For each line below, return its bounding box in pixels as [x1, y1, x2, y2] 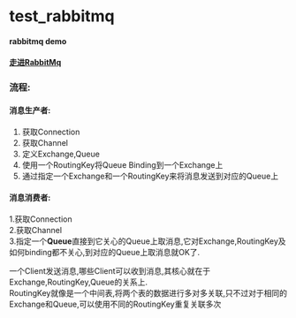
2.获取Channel [9, 224, 63, 235]
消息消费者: [9, 193, 51, 203]
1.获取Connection [9, 214, 72, 224]
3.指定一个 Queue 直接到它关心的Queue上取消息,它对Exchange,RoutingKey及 [9, 236, 286, 246]
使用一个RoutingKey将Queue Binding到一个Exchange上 [21, 159, 224, 170]
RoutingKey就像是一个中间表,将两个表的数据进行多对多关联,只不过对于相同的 [9, 287, 287, 298]
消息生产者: [9, 104, 51, 116]
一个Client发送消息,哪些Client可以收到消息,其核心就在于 [9, 265, 211, 276]
